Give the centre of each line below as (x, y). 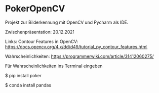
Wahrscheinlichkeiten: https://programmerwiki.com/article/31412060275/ (79, 56)
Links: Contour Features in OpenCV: (41, 41)
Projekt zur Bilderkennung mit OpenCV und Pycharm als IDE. (67, 22)
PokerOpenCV (35, 9)
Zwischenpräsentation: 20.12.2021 (40, 32)
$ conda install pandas (28, 85)
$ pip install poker (23, 75)
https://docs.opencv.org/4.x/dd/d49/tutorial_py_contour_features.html (76, 46)
